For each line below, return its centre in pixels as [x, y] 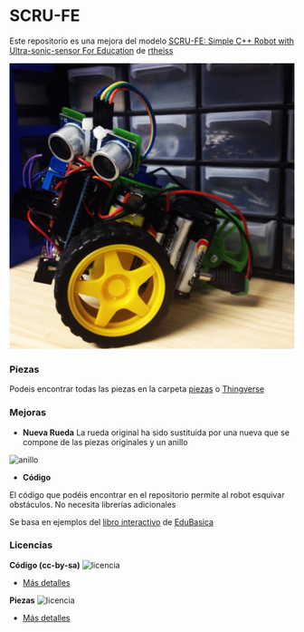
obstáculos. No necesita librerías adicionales [93, 504]
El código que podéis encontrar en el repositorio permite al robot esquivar [147, 494]
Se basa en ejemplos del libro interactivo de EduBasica [112, 521]
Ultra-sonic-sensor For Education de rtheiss [91, 50]
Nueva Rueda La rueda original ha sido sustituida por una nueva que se [156, 433]
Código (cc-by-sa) [45, 565]
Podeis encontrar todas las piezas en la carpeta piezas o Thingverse [137, 389]
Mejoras [28, 413]
